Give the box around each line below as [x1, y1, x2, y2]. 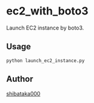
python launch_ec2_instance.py [6, 57, 85, 64]
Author [6, 74, 33, 84]
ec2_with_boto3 [6, 4, 89, 18]
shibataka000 [6, 90, 41, 97]
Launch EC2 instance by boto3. [6, 24, 84, 31]
